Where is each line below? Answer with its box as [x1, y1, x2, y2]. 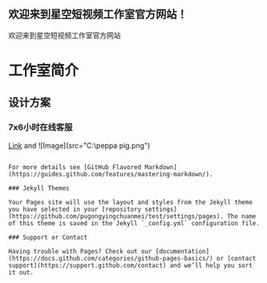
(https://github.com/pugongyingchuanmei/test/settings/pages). [8, 212, 225, 220]
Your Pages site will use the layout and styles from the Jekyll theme [8, 198, 253, 206]
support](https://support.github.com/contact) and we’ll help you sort [8, 261, 253, 269]
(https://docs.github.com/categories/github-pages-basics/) [8, 254, 214, 262]
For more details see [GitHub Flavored [8, 163, 142, 171]
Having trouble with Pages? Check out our [8, 247, 152, 255]
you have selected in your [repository [8, 205, 142, 213]
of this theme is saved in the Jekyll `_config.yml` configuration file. [8, 219, 261, 227]
